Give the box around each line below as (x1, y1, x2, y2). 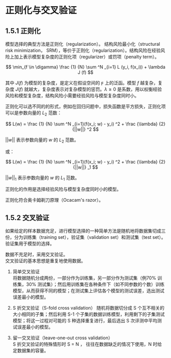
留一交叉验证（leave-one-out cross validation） (12, 335, 113, 341)
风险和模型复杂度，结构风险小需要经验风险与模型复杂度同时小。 (5, 93, 139, 98)
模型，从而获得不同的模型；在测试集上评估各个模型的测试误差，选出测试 (12, 288, 164, 294)
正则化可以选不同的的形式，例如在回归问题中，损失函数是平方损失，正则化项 (5, 103, 166, 109)
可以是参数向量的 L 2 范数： (5, 110, 62, 117)
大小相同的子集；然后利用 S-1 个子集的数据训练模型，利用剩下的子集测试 (12, 311, 165, 317)
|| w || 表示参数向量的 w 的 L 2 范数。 (5, 136, 79, 144)
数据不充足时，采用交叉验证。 (5, 252, 68, 258)
